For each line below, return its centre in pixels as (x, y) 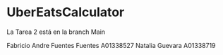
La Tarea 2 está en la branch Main (56, 32)
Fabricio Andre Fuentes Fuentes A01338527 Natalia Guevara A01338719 (111, 45)
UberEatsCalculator (66, 12)
